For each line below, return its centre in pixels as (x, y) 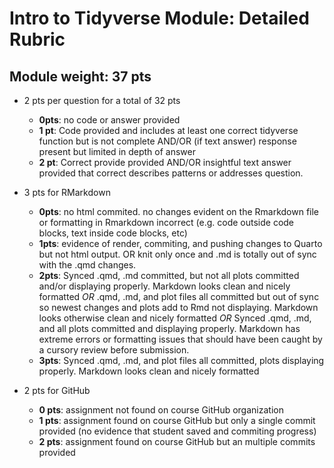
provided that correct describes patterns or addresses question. (171, 173)
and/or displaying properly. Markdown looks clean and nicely (164, 286)
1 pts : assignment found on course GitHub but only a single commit (177, 420)
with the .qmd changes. (87, 265)
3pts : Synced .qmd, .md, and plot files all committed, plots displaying (181, 360)
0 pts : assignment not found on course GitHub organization (161, 410)
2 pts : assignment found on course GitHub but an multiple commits (177, 441)
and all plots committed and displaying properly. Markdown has (169, 328)
